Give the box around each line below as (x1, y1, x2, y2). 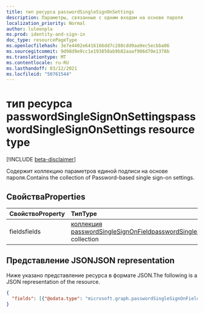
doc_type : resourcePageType (6, 37, 78, 43)
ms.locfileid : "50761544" (6, 71, 72, 77)
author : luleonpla (6, 25, 53, 32)
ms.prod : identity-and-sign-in (6, 32, 86, 38)
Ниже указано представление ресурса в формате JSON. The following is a (6, 271, 197, 279)
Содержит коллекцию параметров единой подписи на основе (6, 167, 168, 175)
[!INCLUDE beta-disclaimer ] (6, 156, 76, 163)
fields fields (9, 227, 41, 235)
